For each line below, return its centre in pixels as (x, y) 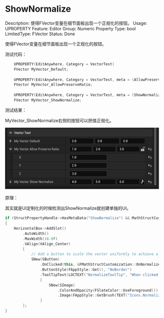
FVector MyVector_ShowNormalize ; (48, 100)
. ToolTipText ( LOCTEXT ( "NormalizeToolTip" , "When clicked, (100, 275)
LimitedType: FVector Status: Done (40, 34)
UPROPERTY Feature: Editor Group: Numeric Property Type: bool (70, 28)
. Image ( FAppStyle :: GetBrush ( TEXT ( (92, 296)
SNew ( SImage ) (62, 285)
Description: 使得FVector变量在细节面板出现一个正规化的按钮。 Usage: (76, 23)
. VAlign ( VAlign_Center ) (47, 244)
